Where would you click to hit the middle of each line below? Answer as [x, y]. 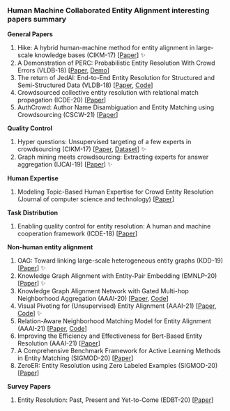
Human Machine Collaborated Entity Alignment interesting [108, 10]
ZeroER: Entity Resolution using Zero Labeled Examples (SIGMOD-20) [117, 366]
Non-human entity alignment [50, 247]
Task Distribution [32, 213]
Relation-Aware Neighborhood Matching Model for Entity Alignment [114, 321]
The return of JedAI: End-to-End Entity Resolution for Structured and [116, 78]
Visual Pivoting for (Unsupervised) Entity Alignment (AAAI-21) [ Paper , [117, 306]
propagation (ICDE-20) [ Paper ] [62, 100]
